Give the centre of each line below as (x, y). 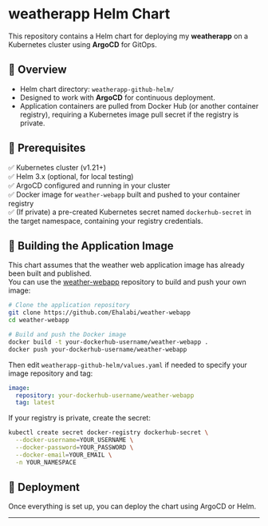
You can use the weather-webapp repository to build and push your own (127, 282)
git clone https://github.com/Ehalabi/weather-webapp (100, 313)
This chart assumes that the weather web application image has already (126, 265)
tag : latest (35, 403)
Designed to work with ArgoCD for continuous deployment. (117, 98)
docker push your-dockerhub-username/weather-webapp (98, 349)
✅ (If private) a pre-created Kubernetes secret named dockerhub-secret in (130, 212)
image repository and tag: (51, 373)
